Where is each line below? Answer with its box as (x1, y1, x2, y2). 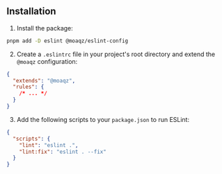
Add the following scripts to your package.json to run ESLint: (16, 115, 189, 123)
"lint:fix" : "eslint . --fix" (19, 148, 107, 155)
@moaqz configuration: (16, 57, 78, 65)
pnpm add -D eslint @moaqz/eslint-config (6, 37, 129, 44)
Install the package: (16, 24, 74, 32)
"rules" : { (13, 83, 45, 91)
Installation (6, 6, 56, 17)
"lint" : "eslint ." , (19, 141, 79, 148)
